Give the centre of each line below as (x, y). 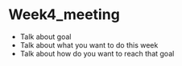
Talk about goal (45, 37)
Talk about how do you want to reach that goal (97, 53)
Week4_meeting (64, 15)
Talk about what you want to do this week (89, 45)
